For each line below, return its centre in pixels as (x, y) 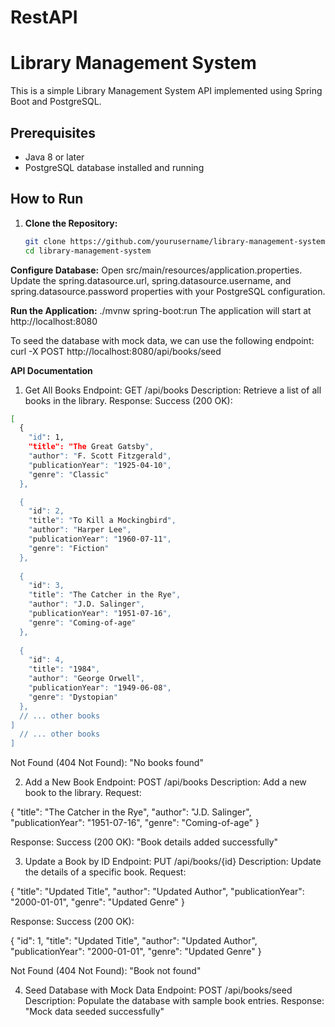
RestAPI (44, 17)
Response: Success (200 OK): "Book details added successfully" (144, 842)
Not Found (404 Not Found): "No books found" (107, 763)
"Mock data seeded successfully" (94, 1012)
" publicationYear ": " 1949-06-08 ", (100, 688)
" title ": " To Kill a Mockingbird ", (102, 521)
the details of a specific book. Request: (105, 872)
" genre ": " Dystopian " (73, 697)
